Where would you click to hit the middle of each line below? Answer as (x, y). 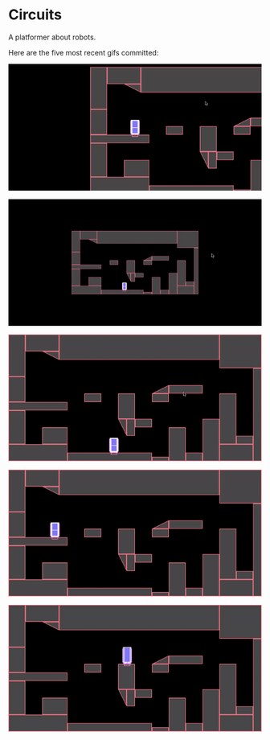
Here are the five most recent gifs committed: (84, 52)
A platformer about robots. (52, 37)
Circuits (35, 15)
